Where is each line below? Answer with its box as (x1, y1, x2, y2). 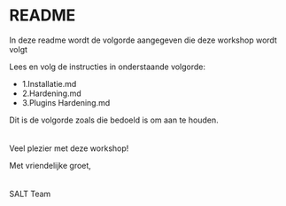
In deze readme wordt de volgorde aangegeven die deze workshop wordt (9, 35, 277, 45)
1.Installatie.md (21, 78, 77, 89)
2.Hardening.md (21, 88, 81, 99)
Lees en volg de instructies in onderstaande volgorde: (9, 61, 206, 72)
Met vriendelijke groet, (9, 160, 91, 170)
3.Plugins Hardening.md (21, 97, 111, 107)
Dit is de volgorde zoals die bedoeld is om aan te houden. (9, 115, 219, 125)
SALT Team (9, 188, 51, 199)
